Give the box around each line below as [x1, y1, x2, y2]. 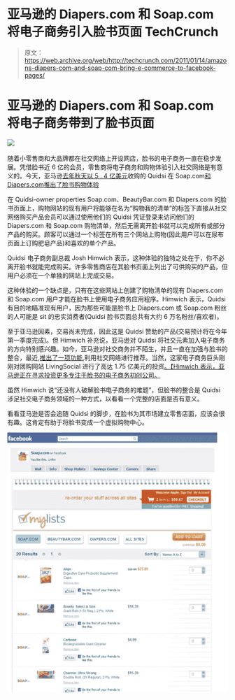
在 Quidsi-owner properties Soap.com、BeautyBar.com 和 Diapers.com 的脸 [7, 195, 227, 203]
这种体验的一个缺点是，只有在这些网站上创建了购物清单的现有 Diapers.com [7, 286, 224, 294]
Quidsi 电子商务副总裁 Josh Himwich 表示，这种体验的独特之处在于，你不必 [7, 253, 225, 262]
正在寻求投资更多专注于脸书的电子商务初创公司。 [19, 371, 161, 379]
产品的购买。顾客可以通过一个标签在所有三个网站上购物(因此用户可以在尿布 [7, 230, 225, 238]
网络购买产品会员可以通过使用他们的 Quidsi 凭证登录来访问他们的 [7, 213, 194, 221]
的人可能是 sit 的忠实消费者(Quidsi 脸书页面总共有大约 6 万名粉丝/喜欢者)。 [7, 312, 223, 320]
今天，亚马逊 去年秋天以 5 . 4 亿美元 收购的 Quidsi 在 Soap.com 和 [25, 171, 211, 180]
